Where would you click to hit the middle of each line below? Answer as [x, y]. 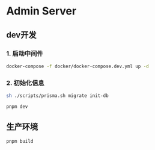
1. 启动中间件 [25, 54]
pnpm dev [17, 107]
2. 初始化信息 [25, 83]
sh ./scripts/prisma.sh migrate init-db [58, 96]
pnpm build [20, 141]
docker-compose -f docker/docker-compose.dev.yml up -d [77, 66]
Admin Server [41, 11]
